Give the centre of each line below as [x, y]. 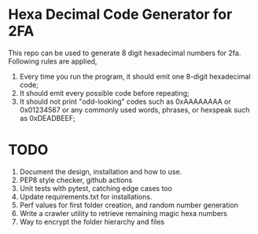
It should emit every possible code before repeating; [105, 93]
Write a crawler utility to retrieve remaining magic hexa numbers [123, 213]
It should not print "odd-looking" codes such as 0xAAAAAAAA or [125, 101]
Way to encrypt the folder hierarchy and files [92, 221]
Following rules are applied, [53, 61]
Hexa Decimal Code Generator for [120, 15]
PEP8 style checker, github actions [76, 180]
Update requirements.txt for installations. [86, 196]
